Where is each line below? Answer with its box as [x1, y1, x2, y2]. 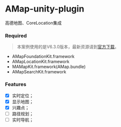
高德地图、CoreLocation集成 [5, 20, 62, 26]
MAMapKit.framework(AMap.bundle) [12, 64, 86, 70]
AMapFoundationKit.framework [12, 54, 75, 59]
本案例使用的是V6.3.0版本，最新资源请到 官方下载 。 [16, 44, 120, 50]
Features [5, 81, 27, 88]
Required [5, 32, 27, 39]
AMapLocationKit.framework [12, 59, 70, 65]
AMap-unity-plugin [5, 3, 85, 14]
